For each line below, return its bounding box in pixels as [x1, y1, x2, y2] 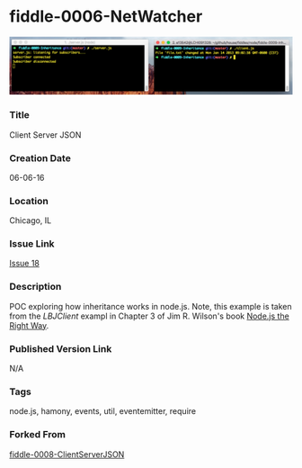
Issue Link [9, 238, 56, 250]
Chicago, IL [9, 215, 52, 226]
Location [9, 194, 49, 207]
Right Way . [9, 319, 49, 330]
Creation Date [9, 151, 72, 164]
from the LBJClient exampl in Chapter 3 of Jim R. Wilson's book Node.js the [9, 310, 289, 321]
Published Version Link [9, 342, 112, 355]
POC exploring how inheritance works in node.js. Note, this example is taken [9, 301, 292, 311]
